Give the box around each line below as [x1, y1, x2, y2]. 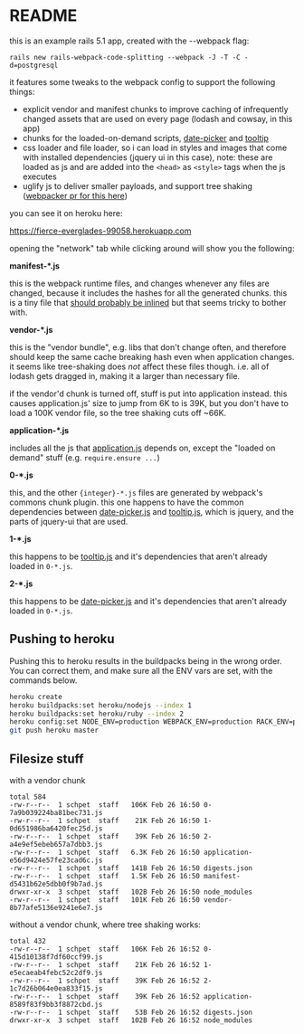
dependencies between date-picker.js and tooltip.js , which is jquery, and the [9, 506, 294, 517]
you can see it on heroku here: [9, 207, 124, 218]
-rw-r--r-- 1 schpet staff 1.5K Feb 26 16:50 [9, 871, 201, 880]
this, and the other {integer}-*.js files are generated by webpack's [9, 487, 263, 498]
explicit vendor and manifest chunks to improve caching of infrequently [22, 103, 289, 114]
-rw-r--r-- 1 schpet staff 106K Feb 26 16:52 [9, 944, 201, 953]
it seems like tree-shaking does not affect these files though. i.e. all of [9, 361, 270, 372]
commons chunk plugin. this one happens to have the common [9, 497, 244, 508]
